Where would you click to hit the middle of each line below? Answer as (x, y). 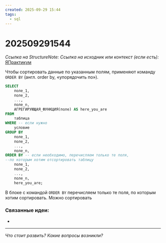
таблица (22, 119)
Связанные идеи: (27, 210)
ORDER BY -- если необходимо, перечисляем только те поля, (67, 155)
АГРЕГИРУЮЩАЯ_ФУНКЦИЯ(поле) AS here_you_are (61, 109)
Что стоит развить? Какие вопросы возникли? (54, 235)
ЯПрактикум (18, 62)
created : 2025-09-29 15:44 (33, 10)
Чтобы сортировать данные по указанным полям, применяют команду (80, 72)
